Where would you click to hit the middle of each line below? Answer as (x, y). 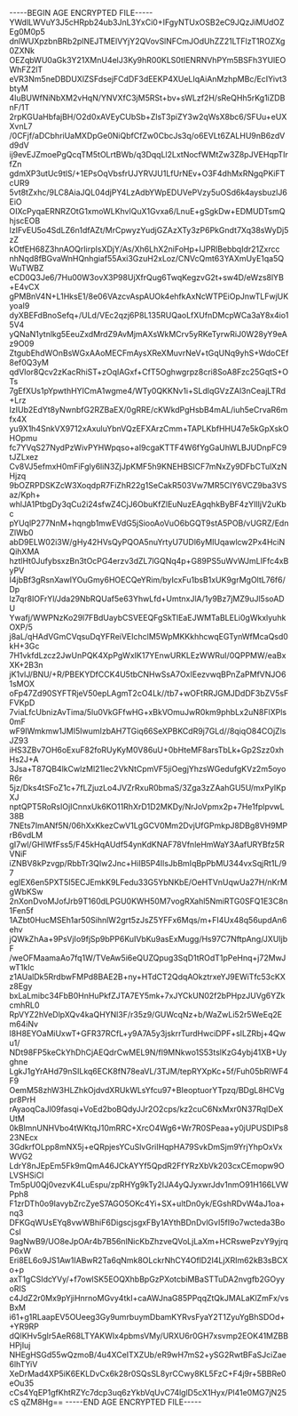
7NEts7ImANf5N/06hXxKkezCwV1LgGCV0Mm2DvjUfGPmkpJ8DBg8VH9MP (149, 825)
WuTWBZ (27, 268)
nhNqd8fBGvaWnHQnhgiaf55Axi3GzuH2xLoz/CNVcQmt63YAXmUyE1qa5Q (147, 258)
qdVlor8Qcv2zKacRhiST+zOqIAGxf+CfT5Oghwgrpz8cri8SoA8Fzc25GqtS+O (149, 372)
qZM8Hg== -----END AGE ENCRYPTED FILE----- (111, 1402)
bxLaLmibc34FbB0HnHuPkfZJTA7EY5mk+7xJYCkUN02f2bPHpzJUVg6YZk (147, 996)
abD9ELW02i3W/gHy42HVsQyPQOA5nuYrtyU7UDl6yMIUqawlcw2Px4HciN (147, 542)
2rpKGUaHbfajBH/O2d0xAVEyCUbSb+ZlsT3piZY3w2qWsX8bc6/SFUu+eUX (148, 117)
